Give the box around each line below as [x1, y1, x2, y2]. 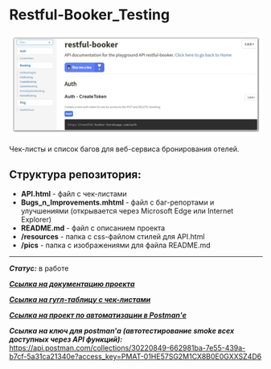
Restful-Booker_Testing [9, 6, 170, 24]
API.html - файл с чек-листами [20, 189, 127, 198]
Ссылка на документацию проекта [9, 279, 135, 288]
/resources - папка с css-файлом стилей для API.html [20, 231, 205, 241]
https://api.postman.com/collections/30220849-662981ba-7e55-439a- [9, 342, 246, 352]
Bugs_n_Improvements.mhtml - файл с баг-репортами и [20, 197, 215, 207]
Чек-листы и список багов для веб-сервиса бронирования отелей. [9, 144, 240, 154]
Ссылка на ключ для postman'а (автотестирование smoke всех [9, 325, 235, 335]
